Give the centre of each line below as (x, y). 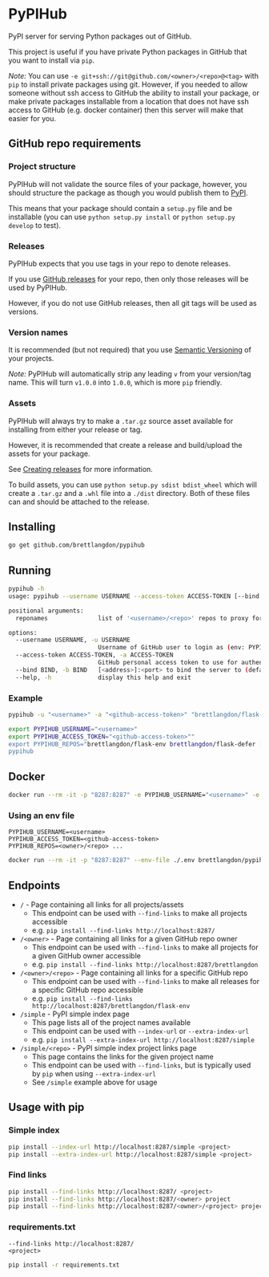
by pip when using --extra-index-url (94, 1073)
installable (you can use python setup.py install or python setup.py (122, 217)
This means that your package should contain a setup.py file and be (120, 208)
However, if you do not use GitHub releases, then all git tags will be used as (133, 303)
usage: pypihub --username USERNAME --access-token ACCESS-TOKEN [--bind (134, 596)
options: (23, 632)
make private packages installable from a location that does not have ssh (129, 101)
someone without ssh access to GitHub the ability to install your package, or (134, 92)
